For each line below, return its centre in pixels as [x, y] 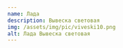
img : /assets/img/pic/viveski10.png [61, 27]
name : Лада [23, 14]
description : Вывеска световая [54, 20]
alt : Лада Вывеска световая [49, 34]
